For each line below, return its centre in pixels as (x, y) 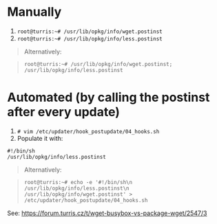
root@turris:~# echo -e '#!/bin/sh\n (78, 182)
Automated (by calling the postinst (108, 98)
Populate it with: (40, 138)
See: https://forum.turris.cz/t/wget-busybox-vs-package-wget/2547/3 (107, 213)
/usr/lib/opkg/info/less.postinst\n (76, 188)
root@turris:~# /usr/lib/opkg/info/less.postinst (90, 38)
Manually (34, 12)
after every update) (64, 112)
